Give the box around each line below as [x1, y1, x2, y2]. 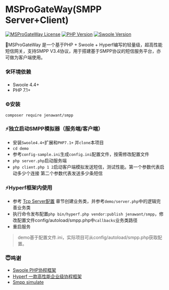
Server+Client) [5, 14, 69, 26]
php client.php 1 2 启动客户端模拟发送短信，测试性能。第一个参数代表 [12, 164, 160, 170]
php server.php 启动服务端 [12, 157, 67, 164]
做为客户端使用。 [9, 54, 46, 60]
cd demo [12, 146, 29, 151]
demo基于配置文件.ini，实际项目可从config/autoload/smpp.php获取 [17, 235, 158, 241]
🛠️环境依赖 [5, 68, 31, 75]
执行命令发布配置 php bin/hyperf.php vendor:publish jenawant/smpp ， [12, 211, 159, 217]
